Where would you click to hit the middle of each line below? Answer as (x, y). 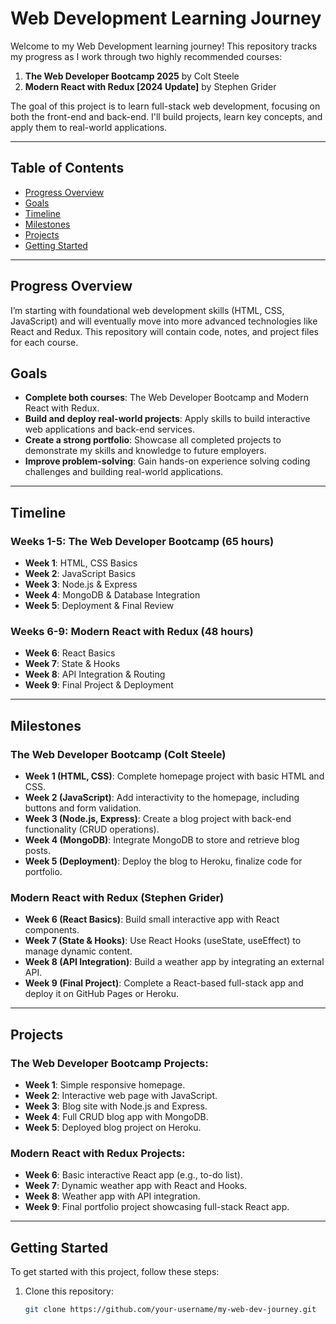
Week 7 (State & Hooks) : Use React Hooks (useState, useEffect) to (163, 941)
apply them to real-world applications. (89, 127)
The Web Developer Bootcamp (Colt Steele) (118, 754)
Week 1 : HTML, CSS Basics (81, 563)
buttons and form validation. (83, 808)
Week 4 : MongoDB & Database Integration (112, 595)
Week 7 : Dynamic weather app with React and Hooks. (136, 1186)
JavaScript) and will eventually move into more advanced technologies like (164, 321)
